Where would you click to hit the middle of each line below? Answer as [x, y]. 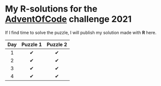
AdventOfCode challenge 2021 [68, 19]
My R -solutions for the [51, 9]
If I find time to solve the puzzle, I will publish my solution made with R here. [81, 32]
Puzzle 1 [32, 44]
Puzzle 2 [57, 44]
